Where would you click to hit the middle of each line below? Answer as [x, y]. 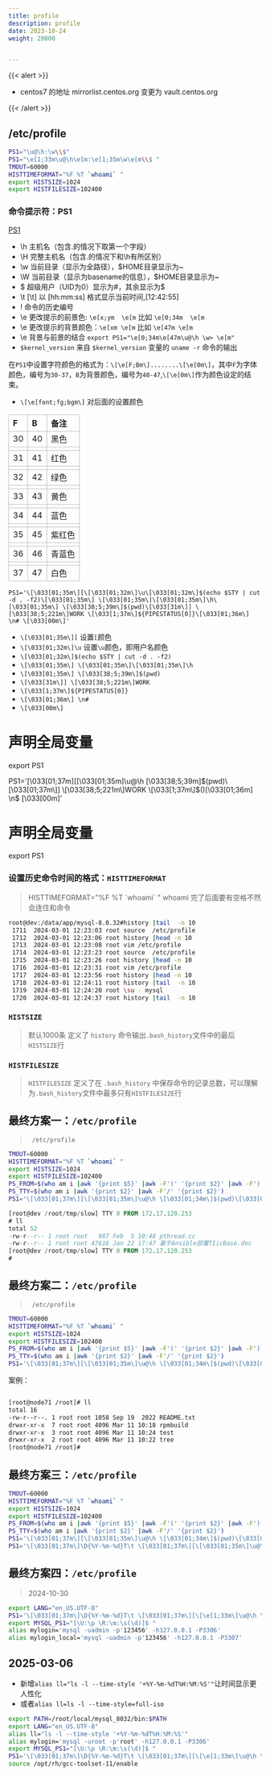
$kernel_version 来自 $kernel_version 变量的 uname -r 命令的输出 [129, 347]
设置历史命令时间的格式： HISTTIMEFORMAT [87, 878]
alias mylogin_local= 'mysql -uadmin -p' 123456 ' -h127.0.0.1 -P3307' [125, 1638]
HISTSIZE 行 [46, 1045]
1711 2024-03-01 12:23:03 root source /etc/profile [104, 930]
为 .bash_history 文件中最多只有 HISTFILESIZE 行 [105, 1093]
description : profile [45, 23]
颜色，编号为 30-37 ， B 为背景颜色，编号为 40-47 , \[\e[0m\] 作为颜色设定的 [127, 374]
